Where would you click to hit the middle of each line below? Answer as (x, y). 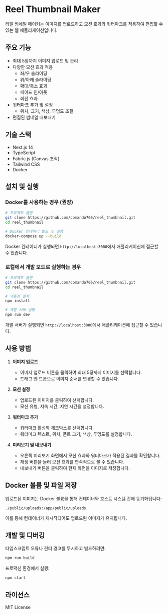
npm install (18, 301)
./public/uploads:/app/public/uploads (46, 508)
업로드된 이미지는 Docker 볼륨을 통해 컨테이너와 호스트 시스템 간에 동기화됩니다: (83, 498)
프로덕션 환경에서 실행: (27, 568)
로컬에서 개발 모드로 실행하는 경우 (43, 267)
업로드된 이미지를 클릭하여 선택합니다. (57, 400)
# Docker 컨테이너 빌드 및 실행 (34, 231)
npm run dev (18, 315)
